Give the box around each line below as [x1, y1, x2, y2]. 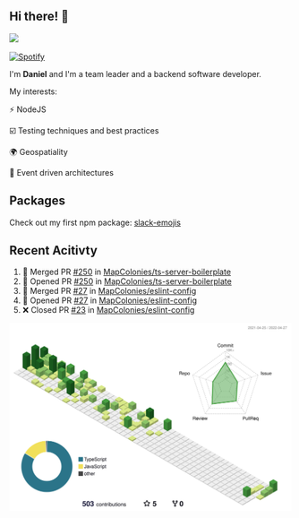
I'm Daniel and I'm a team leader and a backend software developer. [9, 68, 262, 79]
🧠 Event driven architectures [9, 167, 115, 177]
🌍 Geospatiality [9, 146, 69, 157]
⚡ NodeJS [9, 104, 47, 115]
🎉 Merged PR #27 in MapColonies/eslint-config [21, 286, 197, 297]
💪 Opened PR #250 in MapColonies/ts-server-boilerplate [21, 276, 233, 287]
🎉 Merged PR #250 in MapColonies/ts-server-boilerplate [21, 266, 231, 278]
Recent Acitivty [9, 243, 98, 258]
